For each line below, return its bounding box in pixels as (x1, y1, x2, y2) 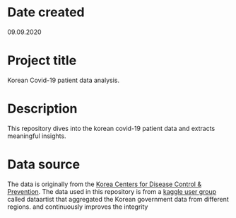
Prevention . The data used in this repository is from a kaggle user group (7, 187, 217, 195)
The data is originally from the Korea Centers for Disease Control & (7, 180, 202, 188)
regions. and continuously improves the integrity (7, 202, 148, 211)
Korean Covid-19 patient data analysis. (7, 76, 120, 84)
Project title (7, 52, 77, 69)
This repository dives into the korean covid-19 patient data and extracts (7, 124, 216, 132)
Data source (7, 156, 80, 172)
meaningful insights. (7, 132, 66, 140)
